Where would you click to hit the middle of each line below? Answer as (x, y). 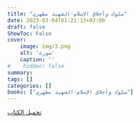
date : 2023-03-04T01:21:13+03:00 (56, 20)
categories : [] (30, 86)
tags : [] (20, 79)
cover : (17, 40)
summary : (20, 72)
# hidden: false (36, 66)
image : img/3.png (45, 46)
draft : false (26, 27)
